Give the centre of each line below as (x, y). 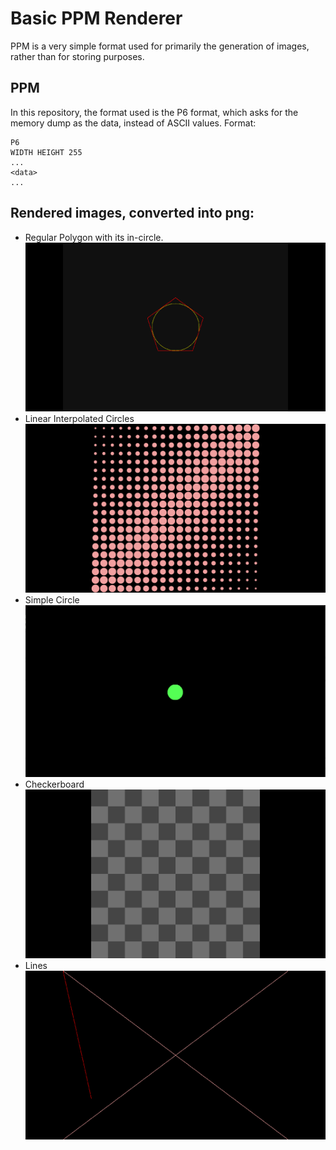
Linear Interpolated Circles (79, 418)
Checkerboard (54, 784)
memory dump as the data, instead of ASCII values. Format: (133, 123)
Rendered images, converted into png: (132, 213)
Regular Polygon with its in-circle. (94, 237)
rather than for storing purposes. (77, 56)
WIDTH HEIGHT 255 (46, 152)
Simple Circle (52, 599)
